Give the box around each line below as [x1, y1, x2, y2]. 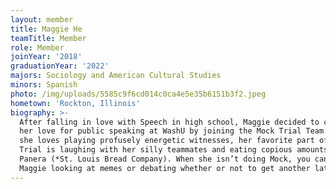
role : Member [10, 42, 65, 53]
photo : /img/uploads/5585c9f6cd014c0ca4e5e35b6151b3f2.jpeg [10, 89, 267, 99]
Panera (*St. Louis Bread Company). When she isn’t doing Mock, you [19, 154, 311, 164]
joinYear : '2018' [10, 52, 83, 62]
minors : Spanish [10, 80, 78, 90]
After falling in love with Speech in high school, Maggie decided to [19, 117, 320, 127]
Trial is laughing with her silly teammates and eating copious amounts [19, 145, 329, 155]
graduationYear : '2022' [10, 61, 110, 71]
